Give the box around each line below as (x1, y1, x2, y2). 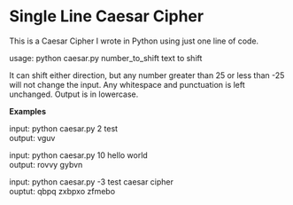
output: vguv (9, 132, 56, 143)
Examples (9, 106, 47, 116)
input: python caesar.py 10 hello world (9, 149, 148, 161)
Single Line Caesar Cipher (9, 6, 204, 27)
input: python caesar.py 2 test (9, 122, 118, 134)
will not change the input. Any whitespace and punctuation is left (9, 79, 245, 90)
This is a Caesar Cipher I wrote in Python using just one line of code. (9, 35, 259, 46)
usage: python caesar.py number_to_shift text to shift (9, 52, 203, 63)
